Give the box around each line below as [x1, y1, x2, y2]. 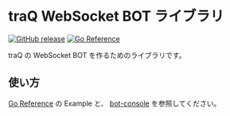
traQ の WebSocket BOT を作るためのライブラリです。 [8, 50, 186, 60]
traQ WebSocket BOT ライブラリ [8, 7, 224, 25]
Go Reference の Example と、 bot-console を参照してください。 [8, 99, 221, 108]
